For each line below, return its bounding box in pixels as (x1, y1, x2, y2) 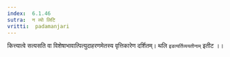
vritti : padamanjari (7, 23, 70, 30)
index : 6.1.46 (7, 10, 51, 17)
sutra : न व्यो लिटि (7, 16, 55, 23)
